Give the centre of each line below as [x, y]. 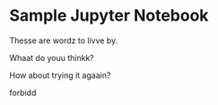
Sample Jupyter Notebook [109, 16]
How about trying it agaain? [60, 75]
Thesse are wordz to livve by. [64, 40]
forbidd [23, 92]
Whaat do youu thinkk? [52, 57]
